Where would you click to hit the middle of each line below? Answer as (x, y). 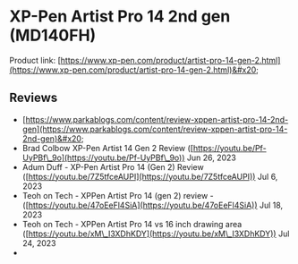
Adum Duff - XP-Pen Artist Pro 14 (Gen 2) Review (113, 166)
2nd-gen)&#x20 (52, 138)
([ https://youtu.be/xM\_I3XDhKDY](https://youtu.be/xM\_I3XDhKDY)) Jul (156, 234)
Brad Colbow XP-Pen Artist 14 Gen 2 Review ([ (108, 148)
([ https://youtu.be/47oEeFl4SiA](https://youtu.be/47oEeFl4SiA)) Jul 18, (153, 205)
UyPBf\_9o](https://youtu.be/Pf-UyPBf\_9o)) (103, 158)
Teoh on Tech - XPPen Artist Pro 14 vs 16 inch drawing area (132, 224)
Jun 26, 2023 (212, 158)
